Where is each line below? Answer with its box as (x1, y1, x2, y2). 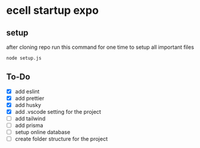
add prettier (14, 94, 45, 102)
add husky (14, 101, 42, 108)
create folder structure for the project (14, 135, 108, 143)
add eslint (14, 88, 40, 95)
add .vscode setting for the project (14, 108, 101, 115)
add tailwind (14, 115, 46, 122)
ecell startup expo (6, 4, 99, 17)
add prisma (14, 122, 43, 129)
